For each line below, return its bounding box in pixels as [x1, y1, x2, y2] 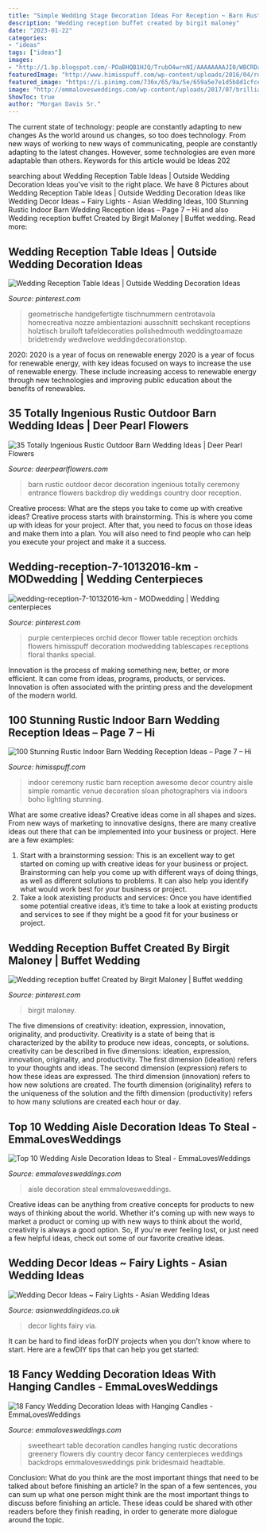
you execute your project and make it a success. [8, 537, 167, 547]
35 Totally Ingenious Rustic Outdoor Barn [8, 407, 217, 420]
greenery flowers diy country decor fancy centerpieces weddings [27, 1449, 243, 1458]
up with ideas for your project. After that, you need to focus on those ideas [8, 520, 253, 529]
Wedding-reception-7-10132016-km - [8, 560, 199, 574]
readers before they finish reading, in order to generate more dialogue [8, 1507, 238, 1516]
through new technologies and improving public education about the [8, 375, 233, 385]
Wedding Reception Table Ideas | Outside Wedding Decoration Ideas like [8, 188, 246, 198]
